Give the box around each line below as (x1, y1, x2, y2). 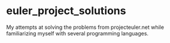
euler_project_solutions (6, 4, 126, 18)
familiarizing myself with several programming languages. (6, 29, 148, 37)
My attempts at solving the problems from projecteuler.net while (6, 24, 165, 31)
